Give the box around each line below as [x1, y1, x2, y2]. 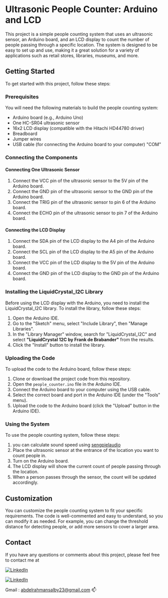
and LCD [5, 14, 41, 26]
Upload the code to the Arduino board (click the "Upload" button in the [12, 402, 160, 408]
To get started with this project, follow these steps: [5, 80, 111, 86]
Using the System [5, 421, 50, 428]
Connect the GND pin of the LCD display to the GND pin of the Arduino [12, 270, 159, 277]
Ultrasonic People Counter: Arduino [5, 4, 158, 15]
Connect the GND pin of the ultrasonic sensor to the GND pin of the [12, 189, 153, 195]
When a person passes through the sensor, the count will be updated [12, 474, 156, 480]
